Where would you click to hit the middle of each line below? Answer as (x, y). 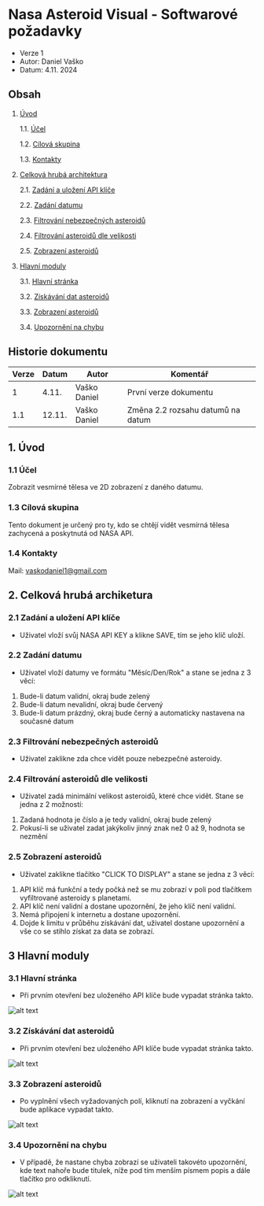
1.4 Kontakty (33, 553)
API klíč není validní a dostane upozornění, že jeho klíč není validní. (128, 906)
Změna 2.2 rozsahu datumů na (184, 409)
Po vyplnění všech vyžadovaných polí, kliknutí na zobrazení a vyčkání (132, 1101)
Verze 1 (31, 53)
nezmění (33, 837)
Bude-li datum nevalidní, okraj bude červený (91, 704)
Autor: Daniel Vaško (51, 61)
